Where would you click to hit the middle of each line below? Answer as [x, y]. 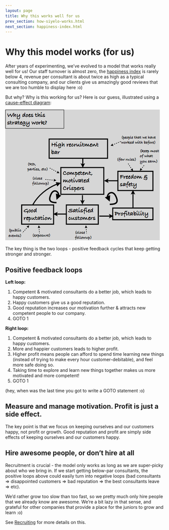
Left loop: [16, 282]
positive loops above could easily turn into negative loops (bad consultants [83, 476]
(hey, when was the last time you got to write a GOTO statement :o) [75, 391]
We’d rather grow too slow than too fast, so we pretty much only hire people [84, 496]
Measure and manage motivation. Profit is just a [82, 406]
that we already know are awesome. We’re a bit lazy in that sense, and [78, 502]
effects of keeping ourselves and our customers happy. [63, 437]
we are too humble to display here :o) [44, 88]
